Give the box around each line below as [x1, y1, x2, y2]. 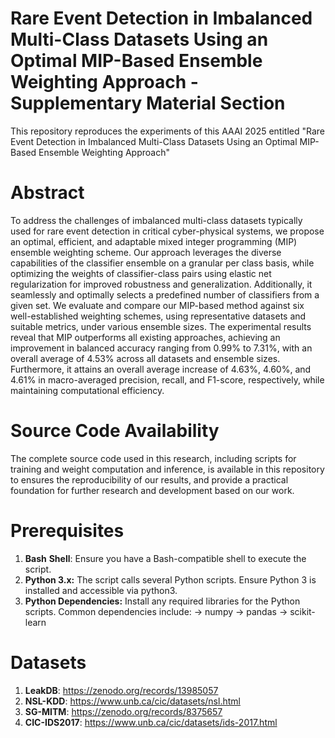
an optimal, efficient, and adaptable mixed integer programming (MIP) [10, 235, 298, 247]
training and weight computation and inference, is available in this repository [10, 463, 325, 475]
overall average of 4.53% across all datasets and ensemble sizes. [10, 352, 281, 364]
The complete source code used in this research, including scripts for [10, 452, 297, 464]
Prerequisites [10, 520, 125, 542]
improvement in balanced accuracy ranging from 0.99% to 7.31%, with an [10, 342, 313, 354]
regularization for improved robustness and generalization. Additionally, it [10, 278, 313, 290]
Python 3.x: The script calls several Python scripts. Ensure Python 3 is [24, 573, 317, 586]
